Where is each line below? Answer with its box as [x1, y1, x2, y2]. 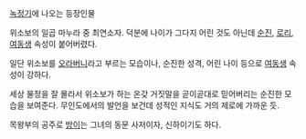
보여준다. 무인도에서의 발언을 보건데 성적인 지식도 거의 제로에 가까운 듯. [26, 100, 280, 111]
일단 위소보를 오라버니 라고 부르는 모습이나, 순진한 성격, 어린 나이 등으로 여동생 [9, 58, 288, 68]
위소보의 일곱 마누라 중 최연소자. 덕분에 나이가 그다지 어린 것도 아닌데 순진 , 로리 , [9, 27, 294, 38]
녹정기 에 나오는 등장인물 [9, 8, 96, 18]
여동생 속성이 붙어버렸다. [9, 39, 98, 49]
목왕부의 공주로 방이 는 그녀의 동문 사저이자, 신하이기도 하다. [9, 119, 222, 130]
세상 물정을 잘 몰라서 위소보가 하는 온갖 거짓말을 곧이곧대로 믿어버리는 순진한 [9, 89, 283, 99]
